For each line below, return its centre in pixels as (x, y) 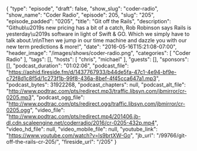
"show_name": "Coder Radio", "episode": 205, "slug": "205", (81, 15)
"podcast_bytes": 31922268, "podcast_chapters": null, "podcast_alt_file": (96, 85)
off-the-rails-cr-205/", (33, 142)
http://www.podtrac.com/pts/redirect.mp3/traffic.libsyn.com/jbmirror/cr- (98, 91)
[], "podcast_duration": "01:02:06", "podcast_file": (67, 66)
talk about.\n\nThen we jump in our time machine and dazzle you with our (96, 40)
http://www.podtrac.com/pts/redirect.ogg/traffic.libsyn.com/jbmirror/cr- (97, 104)
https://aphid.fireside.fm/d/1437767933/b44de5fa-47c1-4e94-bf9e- (93, 72)
